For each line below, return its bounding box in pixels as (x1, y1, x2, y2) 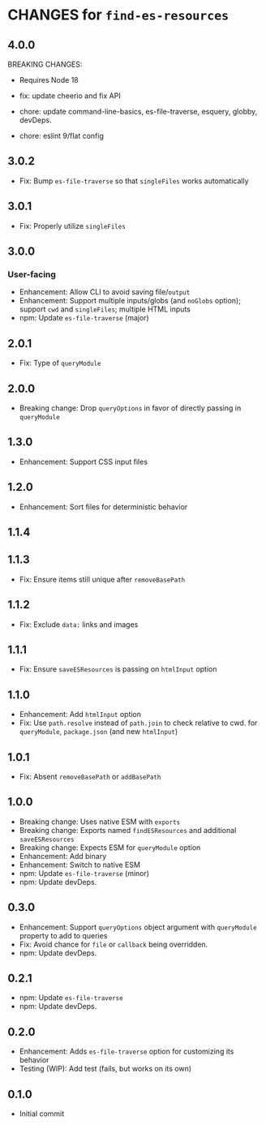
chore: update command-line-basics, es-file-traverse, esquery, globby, (19, 107, 258, 116)
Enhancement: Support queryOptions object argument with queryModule (19, 922, 257, 932)
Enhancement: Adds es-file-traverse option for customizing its (19, 1046, 234, 1056)
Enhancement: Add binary (19, 851, 107, 861)
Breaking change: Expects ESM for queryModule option (19, 842, 201, 852)
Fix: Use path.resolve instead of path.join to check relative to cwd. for (19, 718, 258, 728)
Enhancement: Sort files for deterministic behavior (19, 501, 188, 512)
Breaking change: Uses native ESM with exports (19, 817, 180, 827)
